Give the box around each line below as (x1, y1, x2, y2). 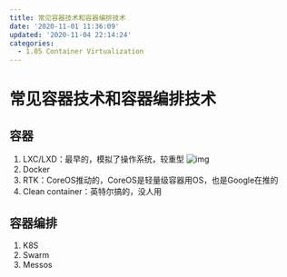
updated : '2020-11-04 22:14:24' (9, 30, 132, 39)
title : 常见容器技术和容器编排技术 (9, 13, 126, 23)
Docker (22, 164, 51, 175)
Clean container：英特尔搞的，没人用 (22, 186, 163, 197)
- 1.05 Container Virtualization (17, 47, 144, 56)
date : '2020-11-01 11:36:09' (9, 22, 120, 31)
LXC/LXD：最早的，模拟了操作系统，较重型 (22, 153, 184, 164)
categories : (9, 38, 54, 48)
